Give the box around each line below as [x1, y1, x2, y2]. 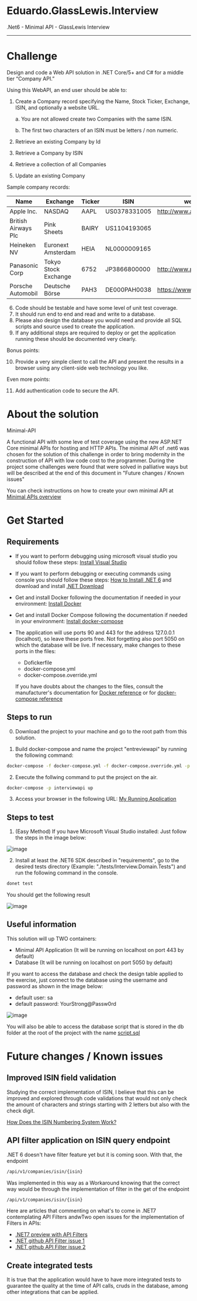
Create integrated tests [6, 1261, 93, 1271]
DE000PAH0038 [105, 285, 151, 293]
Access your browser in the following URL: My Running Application [15, 795, 177, 803]
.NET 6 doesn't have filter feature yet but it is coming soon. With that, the [6, 1151, 183, 1158]
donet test [6, 880, 33, 887]
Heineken [9, 241, 36, 249]
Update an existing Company [15, 172, 85, 179]
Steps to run [6, 712, 52, 722]
